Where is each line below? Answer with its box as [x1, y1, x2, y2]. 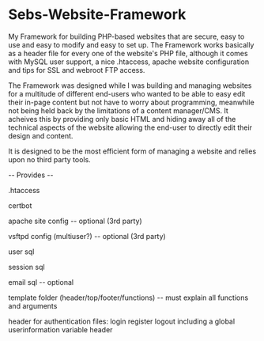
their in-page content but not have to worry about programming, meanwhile [8, 97, 255, 107]
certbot [8, 200, 32, 210]
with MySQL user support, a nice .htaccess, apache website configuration [8, 57, 250, 66]
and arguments [8, 301, 58, 310]
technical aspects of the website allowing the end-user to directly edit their [8, 123, 253, 132]
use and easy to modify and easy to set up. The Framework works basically [8, 40, 255, 49]
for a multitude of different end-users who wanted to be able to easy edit [8, 89, 246, 98]
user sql [8, 247, 35, 256]
